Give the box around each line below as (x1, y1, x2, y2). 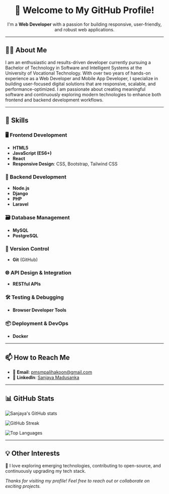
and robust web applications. (54, 26, 115, 32)
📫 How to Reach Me (5, 353, 70, 362)
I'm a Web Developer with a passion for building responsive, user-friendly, (7, 21, 162, 27)
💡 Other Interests (5, 449, 60, 458)
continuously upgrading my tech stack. (5, 468, 87, 474)
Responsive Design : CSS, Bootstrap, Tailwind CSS (12, 161, 118, 167)
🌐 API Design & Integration (5, 269, 71, 276)
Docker (12, 333, 29, 339)
